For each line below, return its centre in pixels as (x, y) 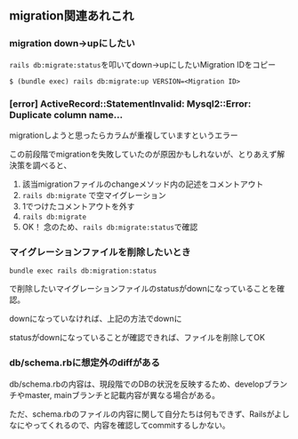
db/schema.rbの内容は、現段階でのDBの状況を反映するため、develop (137, 384)
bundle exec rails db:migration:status (83, 271)
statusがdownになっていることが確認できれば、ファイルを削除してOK (137, 338)
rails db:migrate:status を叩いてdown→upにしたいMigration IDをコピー (143, 64)
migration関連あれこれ (72, 16)
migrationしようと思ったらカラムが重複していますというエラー (124, 135)
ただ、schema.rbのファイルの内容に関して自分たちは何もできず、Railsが (141, 414)
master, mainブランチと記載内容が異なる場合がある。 (122, 395)
